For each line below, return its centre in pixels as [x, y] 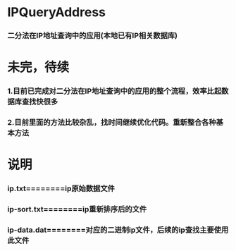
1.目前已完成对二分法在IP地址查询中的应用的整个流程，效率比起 [114, 91]
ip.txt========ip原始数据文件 [61, 189]
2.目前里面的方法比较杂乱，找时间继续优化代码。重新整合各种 [112, 123]
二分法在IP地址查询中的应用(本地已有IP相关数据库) [93, 36]
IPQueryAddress [56, 12]
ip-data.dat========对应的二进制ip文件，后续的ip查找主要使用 [118, 230]
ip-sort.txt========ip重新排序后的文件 [77, 209]
